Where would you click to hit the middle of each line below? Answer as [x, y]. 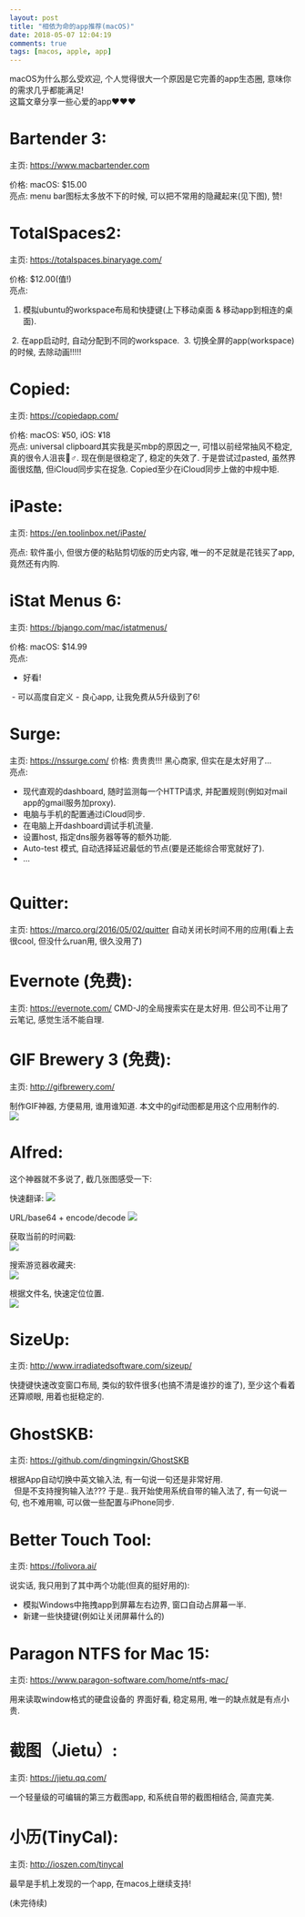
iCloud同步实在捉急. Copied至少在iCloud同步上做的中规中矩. [166, 469]
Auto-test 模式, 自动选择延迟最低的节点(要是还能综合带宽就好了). [143, 848]
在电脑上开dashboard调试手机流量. [88, 825]
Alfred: [36, 1152]
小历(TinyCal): [64, 1837]
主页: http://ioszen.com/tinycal [67, 1864]
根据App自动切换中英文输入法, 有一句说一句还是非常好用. [116, 1480]
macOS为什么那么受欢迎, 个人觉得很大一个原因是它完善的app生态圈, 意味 [147, 79]
